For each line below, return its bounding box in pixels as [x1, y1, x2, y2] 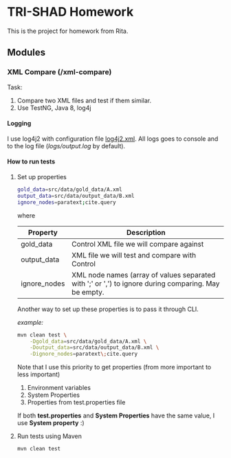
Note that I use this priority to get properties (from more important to [16, 363, 212, 371]
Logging [7, 119, 32, 128]
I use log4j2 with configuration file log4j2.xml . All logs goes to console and [7, 135, 219, 143]
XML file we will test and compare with [71, 250, 197, 260]
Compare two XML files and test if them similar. [16, 96, 152, 104]
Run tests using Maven [16, 432, 82, 440]
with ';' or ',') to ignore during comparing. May [71, 279, 220, 288]
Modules [7, 47, 46, 58]
